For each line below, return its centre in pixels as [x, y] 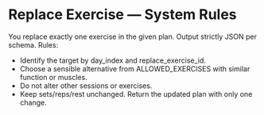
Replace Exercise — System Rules [122, 15]
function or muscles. [53, 77]
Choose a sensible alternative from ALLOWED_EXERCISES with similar [135, 68]
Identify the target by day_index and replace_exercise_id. [113, 60]
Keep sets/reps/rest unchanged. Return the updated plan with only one [136, 94]
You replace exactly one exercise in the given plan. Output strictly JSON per [132, 36]
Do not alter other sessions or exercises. [86, 86]
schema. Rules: [33, 44]
